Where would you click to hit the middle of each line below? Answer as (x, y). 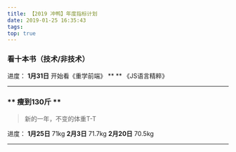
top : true (22, 33)
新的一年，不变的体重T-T (60, 118)
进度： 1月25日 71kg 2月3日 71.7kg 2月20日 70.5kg (81, 133)
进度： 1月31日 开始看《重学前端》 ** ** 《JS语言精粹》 (88, 76)
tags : (15, 27)
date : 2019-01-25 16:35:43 (47, 20)
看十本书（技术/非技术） (48, 59)
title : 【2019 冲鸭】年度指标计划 (52, 14)
